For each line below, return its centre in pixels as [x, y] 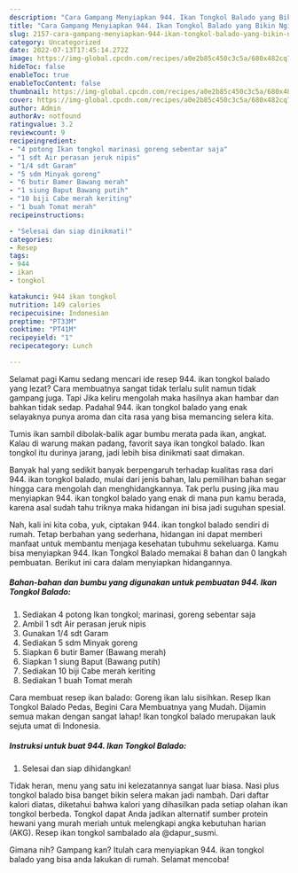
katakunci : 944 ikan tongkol [63, 296]
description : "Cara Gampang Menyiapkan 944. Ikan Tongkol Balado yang [142, 17]
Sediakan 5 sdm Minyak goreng [80, 643]
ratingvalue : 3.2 [41, 125]
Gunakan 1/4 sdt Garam [65, 633]
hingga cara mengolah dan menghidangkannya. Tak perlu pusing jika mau [144, 488]
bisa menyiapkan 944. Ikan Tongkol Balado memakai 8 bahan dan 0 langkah [148, 553]
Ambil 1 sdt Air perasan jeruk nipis [84, 624]
